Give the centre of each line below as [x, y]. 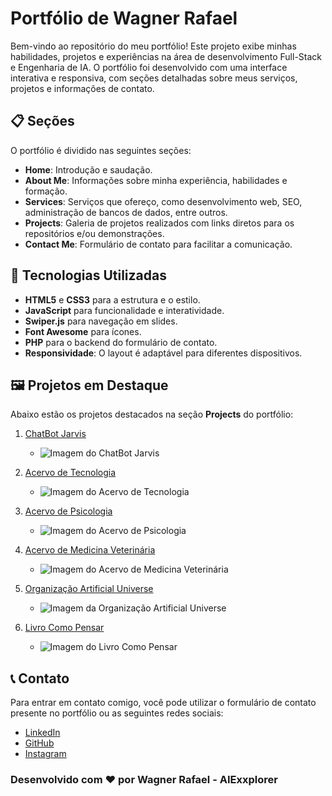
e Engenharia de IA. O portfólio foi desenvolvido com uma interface [149, 67]
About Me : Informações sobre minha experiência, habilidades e [156, 180]
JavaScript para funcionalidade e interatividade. [124, 310]
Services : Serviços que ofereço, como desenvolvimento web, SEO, [163, 201]
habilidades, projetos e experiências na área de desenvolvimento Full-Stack [166, 56]
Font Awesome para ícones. [83, 331]
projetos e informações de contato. [82, 88]
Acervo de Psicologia [68, 511]
